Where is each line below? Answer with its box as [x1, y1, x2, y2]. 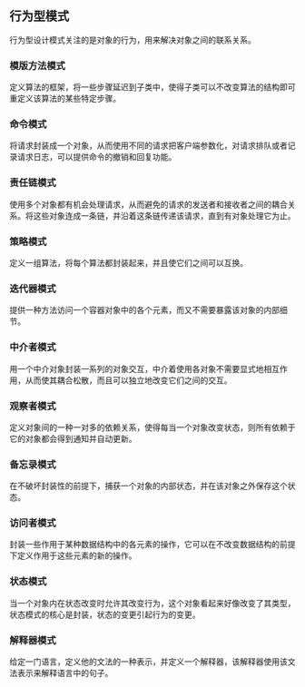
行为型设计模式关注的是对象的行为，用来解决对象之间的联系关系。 [9, 34, 256, 45]
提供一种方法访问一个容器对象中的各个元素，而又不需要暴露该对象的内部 [9, 305, 280, 316]
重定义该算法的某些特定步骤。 [9, 93, 121, 104]
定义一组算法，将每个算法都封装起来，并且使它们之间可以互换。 [9, 258, 248, 268]
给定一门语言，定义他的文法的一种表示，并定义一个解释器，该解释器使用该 [9, 656, 288, 667]
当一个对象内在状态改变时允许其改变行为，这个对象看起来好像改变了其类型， [9, 597, 296, 608]
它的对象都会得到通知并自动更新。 [9, 433, 137, 444]
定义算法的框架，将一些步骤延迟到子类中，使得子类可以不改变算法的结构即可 [9, 82, 296, 93]
